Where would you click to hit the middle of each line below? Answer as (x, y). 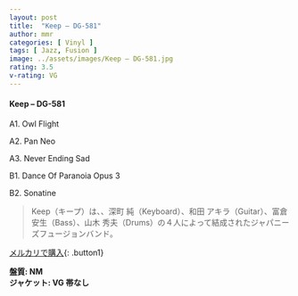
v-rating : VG (33, 76)
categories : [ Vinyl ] (51, 42)
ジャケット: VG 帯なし (50, 283)
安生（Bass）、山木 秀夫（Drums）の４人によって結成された (141, 222)
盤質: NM (26, 271)
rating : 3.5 (31, 68)
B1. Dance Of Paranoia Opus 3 (65, 176)
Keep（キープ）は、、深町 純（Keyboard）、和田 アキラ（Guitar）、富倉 (159, 211)
